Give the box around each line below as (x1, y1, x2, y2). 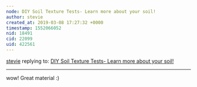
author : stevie (6, 14, 43, 20)
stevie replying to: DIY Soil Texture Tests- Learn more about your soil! (6, 57, 174, 65)
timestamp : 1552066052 (6, 25, 62, 31)
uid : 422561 (6, 42, 35, 48)
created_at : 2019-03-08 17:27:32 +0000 (6, 19, 104, 25)
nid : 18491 (6, 31, 33, 36)
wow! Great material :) (6, 74, 60, 81)
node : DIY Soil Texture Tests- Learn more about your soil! (6, 8, 157, 15)
